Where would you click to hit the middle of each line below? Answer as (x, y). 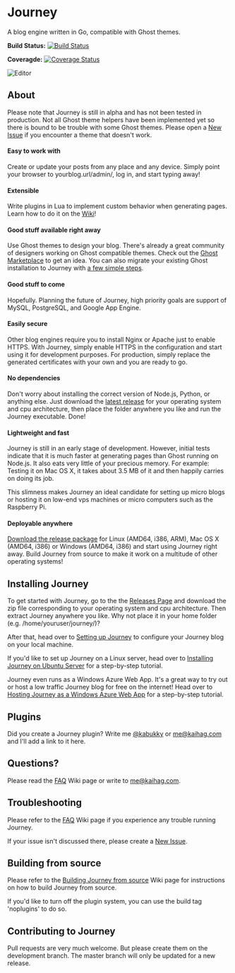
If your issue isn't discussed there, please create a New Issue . (97, 841)
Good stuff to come (36, 284)
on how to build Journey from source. (62, 887)
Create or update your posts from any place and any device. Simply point (114, 166)
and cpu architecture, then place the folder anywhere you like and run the (114, 409)
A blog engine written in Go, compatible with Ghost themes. (94, 32)
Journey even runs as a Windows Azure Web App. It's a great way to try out (117, 680)
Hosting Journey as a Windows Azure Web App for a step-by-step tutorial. (115, 694)
